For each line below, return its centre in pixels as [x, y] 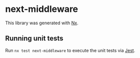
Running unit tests [34, 38]
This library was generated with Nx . [42, 23]
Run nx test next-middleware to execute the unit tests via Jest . [70, 50]
